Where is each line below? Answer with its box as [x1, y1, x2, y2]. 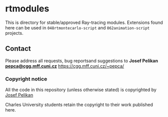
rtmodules [5, 3, 49, 14]
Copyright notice [5, 75, 48, 82]
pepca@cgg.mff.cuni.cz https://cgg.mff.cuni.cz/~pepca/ [5, 63, 124, 69]
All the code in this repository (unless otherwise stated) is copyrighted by [5, 87, 157, 93]
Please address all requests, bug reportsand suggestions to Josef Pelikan [5, 58, 158, 64]
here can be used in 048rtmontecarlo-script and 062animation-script [5, 24, 150, 30]
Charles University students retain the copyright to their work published [5, 102, 153, 108]
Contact [5, 44, 31, 53]
